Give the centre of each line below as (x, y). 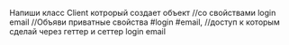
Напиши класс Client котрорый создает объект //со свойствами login (143, 13)
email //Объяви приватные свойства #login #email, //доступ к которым (145, 22)
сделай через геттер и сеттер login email (88, 31)
